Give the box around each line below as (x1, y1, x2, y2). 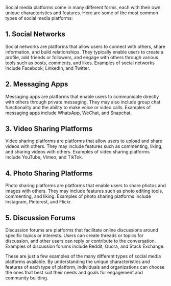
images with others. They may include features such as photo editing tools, (5, 188, 163, 194)
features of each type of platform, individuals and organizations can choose (5, 264, 165, 270)
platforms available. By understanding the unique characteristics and (5, 258, 150, 265)
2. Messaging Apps (5, 80, 68, 89)
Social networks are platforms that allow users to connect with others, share (5, 43, 166, 49)
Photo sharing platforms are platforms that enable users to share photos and (5, 183, 166, 189)
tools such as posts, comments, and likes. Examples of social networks (5, 60, 155, 66)
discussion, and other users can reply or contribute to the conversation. (5, 238, 156, 244)
